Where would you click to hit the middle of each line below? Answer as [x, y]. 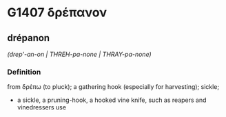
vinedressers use [42, 107]
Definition [24, 72]
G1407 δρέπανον [57, 13]
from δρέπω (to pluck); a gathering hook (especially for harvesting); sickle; [113, 87]
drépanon [29, 38]
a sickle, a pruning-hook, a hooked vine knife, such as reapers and [112, 100]
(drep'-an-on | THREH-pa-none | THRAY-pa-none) [79, 54]
